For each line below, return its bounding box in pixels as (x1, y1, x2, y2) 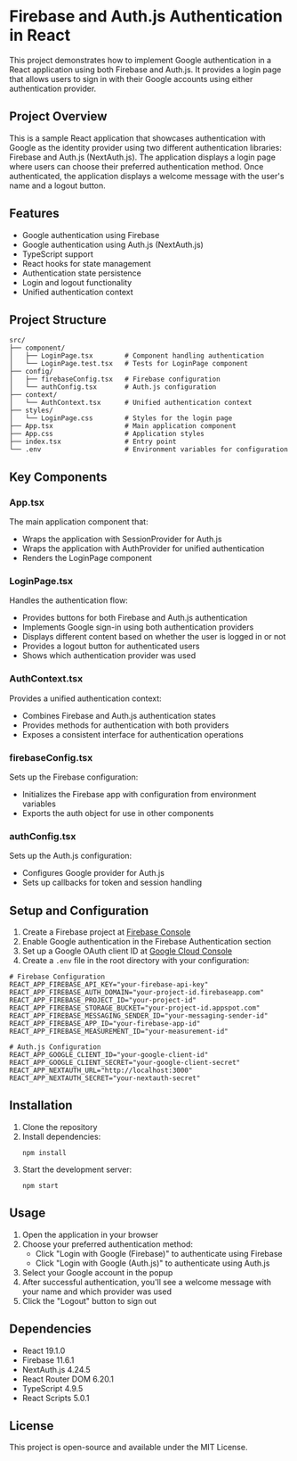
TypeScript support (21, 248, 93, 260)
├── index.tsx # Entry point (9, 437, 177, 447)
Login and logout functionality (21, 277, 132, 287)
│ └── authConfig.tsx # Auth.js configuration (9, 383, 217, 392)
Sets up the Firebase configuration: (9, 772, 139, 782)
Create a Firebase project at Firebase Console (21, 927, 191, 937)
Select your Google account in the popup (21, 1267, 173, 1277)
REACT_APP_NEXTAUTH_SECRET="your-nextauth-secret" (9, 1074, 201, 1083)
